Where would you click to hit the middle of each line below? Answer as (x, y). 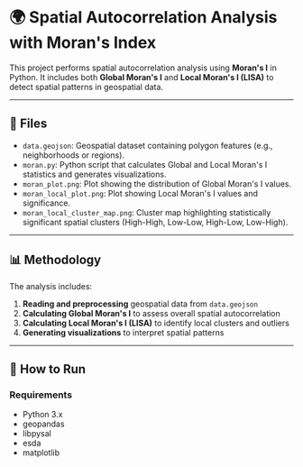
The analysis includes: (51, 286)
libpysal (37, 434)
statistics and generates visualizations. (94, 174)
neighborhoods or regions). (73, 155)
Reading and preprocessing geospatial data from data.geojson (140, 304)
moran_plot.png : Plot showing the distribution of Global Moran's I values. (157, 183)
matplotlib (41, 453)
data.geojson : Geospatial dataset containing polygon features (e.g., (147, 145)
